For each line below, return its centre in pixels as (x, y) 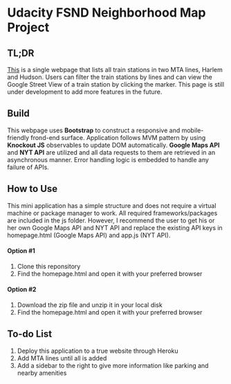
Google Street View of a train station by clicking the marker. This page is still (116, 84)
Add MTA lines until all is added (62, 358)
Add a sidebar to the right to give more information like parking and (113, 365)
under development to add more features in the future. (85, 92)
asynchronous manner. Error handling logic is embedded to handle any (108, 159)
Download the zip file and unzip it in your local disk (90, 305)
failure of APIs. (28, 167)
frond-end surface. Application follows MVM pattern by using (118, 137)
